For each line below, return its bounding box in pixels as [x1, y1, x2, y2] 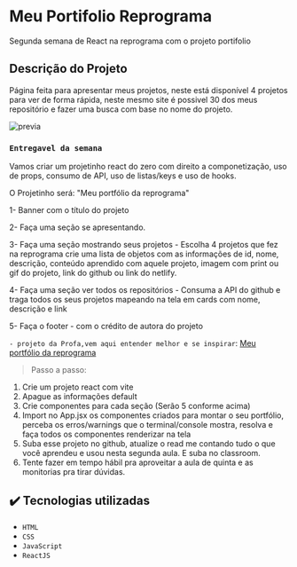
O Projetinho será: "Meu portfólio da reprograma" [9, 188, 190, 199]
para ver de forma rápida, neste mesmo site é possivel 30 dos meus [9, 94, 258, 105]
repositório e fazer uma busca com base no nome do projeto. [9, 104, 233, 114]
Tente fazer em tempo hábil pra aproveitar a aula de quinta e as [21, 457, 254, 468]
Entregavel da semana [9, 143, 103, 153]
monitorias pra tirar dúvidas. [21, 467, 126, 477]
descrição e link [9, 303, 68, 314]
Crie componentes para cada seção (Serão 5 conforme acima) [21, 401, 251, 412]
